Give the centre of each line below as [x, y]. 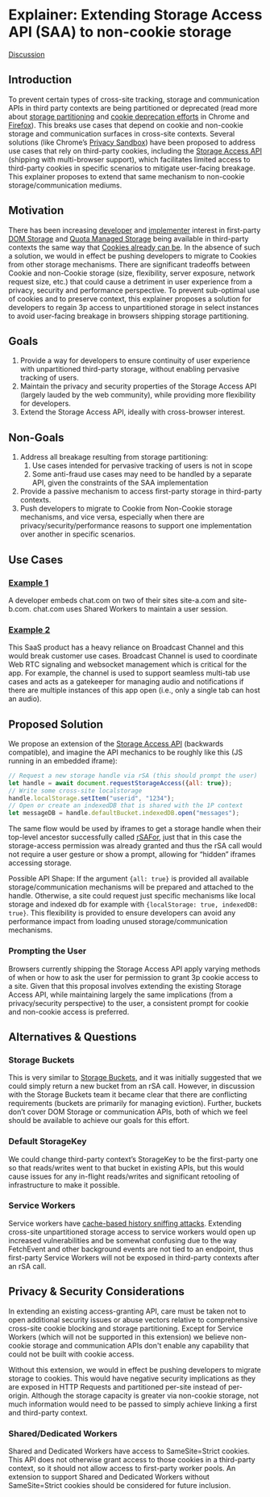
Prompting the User [48, 951]
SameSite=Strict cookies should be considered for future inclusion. [120, 1485]
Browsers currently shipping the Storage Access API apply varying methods [134, 969]
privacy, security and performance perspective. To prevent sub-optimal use [134, 290]
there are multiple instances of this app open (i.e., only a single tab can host [134, 690]
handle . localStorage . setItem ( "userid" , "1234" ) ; [91, 798]
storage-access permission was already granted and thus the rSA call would [135, 846]
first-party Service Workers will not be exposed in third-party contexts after [134, 1257]
